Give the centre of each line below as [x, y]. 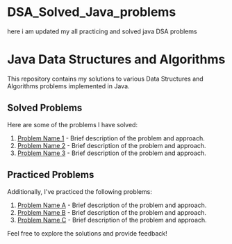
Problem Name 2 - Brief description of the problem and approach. [111, 145]
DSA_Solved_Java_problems [92, 12]
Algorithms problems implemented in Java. [68, 86]
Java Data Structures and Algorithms [116, 59]
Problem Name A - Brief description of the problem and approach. [112, 205]
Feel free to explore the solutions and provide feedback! [88, 233]
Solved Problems [45, 108]
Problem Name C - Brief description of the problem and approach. [112, 220]
